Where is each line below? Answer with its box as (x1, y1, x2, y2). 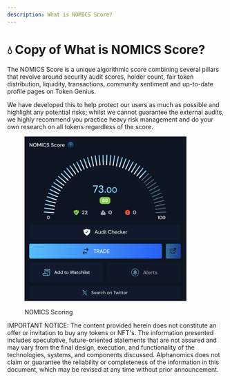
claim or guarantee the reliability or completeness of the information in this (7, 358, 220, 366)
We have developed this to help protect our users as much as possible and (7, 100, 220, 108)
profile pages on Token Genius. (7, 87, 97, 95)
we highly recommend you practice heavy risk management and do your (7, 115, 214, 124)
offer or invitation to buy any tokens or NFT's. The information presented (7, 329, 214, 337)
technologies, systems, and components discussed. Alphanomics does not (7, 351, 220, 359)
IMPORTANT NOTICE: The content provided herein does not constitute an (7, 321, 217, 330)
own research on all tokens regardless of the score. (7, 122, 153, 131)
